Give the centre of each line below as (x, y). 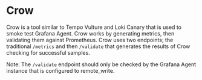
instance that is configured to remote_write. (60, 70)
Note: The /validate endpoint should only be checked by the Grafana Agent (101, 64)
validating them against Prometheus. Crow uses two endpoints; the (90, 40)
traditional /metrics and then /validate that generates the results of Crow (98, 46)
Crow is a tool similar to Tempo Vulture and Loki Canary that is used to (94, 27)
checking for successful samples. (48, 52)
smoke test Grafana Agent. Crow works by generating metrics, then (90, 33)
